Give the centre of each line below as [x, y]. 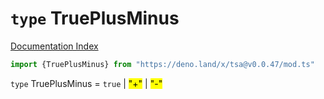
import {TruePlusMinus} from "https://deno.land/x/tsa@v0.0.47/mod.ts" [162, 64]
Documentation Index [54, 46]
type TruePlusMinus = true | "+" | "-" [86, 83]
